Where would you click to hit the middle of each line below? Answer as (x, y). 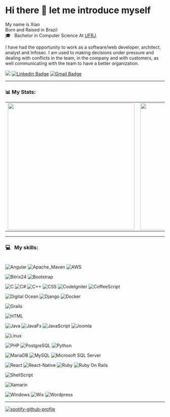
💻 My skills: (22, 248)
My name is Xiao (23, 24)
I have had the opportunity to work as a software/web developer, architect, (83, 47)
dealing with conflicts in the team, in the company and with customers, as (82, 58)
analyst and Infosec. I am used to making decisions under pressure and (80, 52)
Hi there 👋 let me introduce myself (78, 10)
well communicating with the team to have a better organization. (72, 63)
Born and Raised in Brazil (31, 29)
